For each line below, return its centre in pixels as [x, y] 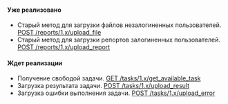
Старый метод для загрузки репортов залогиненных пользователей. [119, 40]
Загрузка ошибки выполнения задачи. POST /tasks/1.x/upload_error [116, 93]
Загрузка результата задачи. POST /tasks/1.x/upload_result [103, 86]
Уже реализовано [35, 10]
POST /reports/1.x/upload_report [64, 47]
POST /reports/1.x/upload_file [59, 33]
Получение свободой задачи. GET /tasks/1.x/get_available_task [109, 78]
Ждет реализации [35, 63]
